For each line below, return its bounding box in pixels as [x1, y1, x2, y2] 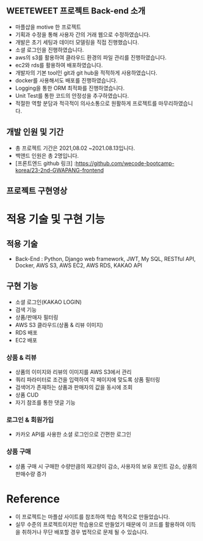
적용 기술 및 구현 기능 [6, 213, 105, 226]
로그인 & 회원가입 [6, 416, 54, 424]
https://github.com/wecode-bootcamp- [75, 160, 175, 167]
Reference [6, 491, 60, 506]
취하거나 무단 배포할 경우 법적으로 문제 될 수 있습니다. [21, 528, 149, 535]
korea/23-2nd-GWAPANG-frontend [15, 166, 104, 174]
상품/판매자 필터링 [15, 314, 59, 321]
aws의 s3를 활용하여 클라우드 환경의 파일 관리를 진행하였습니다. [15, 54, 167, 61]
